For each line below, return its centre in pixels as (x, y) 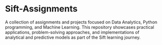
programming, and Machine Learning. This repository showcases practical (80, 27)
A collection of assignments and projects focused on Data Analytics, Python (81, 22)
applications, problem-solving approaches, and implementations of (72, 32)
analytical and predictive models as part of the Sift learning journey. (73, 37)
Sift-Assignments (41, 9)
